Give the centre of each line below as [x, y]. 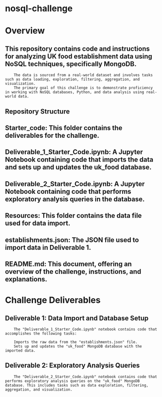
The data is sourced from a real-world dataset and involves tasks [83, 75]
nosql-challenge [39, 9]
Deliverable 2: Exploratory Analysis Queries [73, 366]
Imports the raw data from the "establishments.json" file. [76, 342]
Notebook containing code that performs [68, 191]
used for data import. [38, 223]
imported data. [20, 350]
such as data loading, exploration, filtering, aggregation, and [72, 79]
